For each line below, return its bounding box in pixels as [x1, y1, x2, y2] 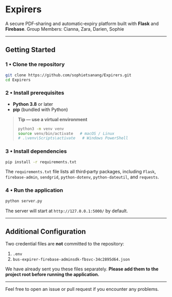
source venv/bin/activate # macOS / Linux [17, 131, 115, 136]
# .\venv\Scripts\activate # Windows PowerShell [17, 135, 128, 141]
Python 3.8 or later [12, 101, 53, 107]
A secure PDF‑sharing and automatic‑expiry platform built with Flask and [5, 20, 159, 27]
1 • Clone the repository [5, 61, 65, 68]
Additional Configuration [5, 227, 86, 236]
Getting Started [5, 45, 56, 54]
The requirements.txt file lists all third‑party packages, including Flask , [5, 169, 156, 175]
